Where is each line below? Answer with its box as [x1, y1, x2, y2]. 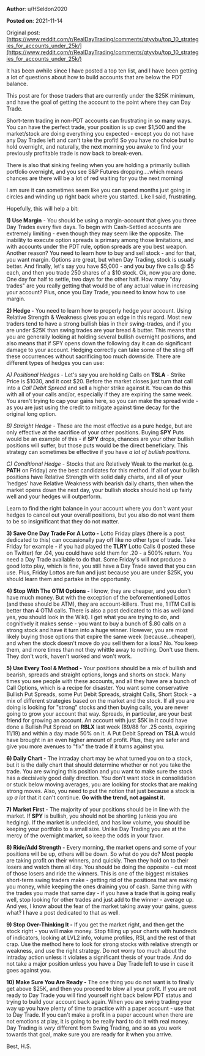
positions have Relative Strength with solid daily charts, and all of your [6, 473, 184, 480]
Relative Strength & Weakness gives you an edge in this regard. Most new [6, 313, 193, 321]
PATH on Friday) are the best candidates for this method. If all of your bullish [6, 467, 199, 474]
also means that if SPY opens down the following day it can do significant [6, 340, 192, 346]
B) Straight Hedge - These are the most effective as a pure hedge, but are [6, 422, 193, 429]
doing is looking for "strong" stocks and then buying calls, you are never [6, 703, 189, 711]
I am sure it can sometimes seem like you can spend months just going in [6, 187, 191, 194]
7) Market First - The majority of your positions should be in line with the [6, 806, 190, 813]
